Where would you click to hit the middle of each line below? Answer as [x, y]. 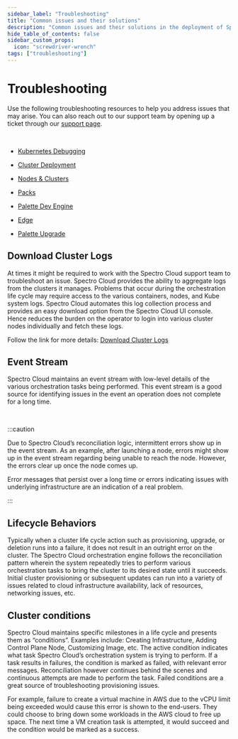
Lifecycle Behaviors [52, 523]
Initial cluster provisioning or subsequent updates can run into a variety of [115, 578]
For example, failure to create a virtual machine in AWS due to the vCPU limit [119, 699]
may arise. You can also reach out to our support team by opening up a [111, 116]
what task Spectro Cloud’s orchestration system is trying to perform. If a [113, 655]
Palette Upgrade [41, 233]
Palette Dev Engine [45, 206]
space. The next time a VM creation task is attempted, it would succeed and [118, 722]
